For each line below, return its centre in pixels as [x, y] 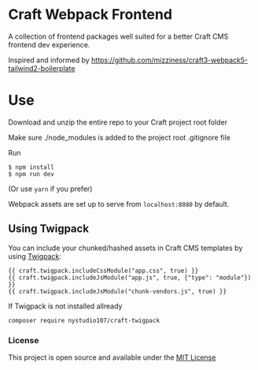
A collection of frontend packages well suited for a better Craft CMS [118, 36]
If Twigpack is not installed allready [65, 306]
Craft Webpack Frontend [90, 15]
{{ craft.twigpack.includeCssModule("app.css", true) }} [103, 271]
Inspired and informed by [49, 60]
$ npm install [31, 167]
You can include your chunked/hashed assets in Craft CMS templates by [125, 248]
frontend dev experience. [49, 44]
